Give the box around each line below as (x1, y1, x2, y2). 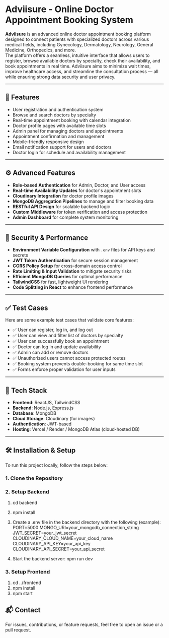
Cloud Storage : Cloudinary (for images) (12, 416, 95, 421)
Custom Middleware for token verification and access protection (12, 209, 147, 215)
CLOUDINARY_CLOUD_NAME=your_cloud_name (12, 535, 113, 541)
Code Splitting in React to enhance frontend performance (12, 284, 133, 290)
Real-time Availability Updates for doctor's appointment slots (12, 187, 142, 194)
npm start (12, 591, 33, 597)
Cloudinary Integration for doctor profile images (12, 193, 114, 199)
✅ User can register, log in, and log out (12, 327, 93, 333)
